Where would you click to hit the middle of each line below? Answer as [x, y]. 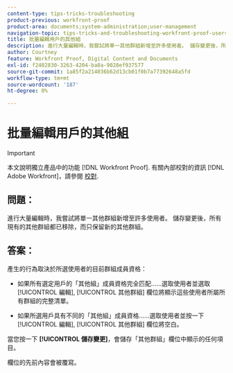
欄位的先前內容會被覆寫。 [44, 362]
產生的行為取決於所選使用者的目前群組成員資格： [77, 268]
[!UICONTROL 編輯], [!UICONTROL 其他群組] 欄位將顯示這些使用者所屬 [118, 292]
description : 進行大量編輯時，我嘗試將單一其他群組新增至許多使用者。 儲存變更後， [114, 46]
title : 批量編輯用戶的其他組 [44, 40]
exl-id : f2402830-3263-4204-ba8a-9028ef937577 [76, 65]
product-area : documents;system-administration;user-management [102, 26]
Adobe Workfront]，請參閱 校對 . [53, 176]
